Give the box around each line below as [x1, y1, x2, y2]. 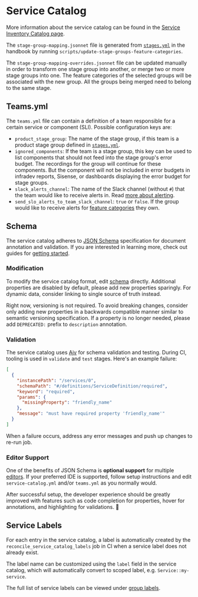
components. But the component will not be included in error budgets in [14, 166, 190, 173]
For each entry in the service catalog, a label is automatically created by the [6, 536, 191, 543]
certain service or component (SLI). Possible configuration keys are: [6, 123, 173, 131]
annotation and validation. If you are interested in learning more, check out [6, 243, 188, 250]
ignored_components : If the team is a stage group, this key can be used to [14, 147, 192, 154]
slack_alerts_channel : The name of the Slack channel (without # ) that [14, 185, 185, 192]
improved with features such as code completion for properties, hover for [6, 497, 185, 504]
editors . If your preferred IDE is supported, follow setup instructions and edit [6, 473, 192, 480]
